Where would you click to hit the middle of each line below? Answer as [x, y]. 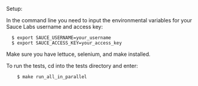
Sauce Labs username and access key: [55, 27]
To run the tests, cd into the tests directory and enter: [72, 66]
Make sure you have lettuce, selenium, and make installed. [79, 54]
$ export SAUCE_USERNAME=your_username [61, 38]
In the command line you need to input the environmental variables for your [99, 20]
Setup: [14, 9]
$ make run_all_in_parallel [52, 77]
